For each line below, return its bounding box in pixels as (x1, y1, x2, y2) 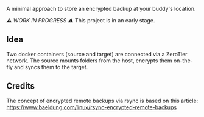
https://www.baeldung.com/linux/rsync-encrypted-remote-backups (6, 103, 177, 111)
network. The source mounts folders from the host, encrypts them (6, 57, 172, 64)
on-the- (173, 57, 193, 64)
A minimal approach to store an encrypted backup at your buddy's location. (6, 5, 196, 12)
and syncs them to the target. (14, 63, 88, 70)
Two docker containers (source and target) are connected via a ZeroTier (6, 50, 188, 58)
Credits (6, 81, 35, 92)
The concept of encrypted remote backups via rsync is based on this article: (6, 97, 199, 104)
